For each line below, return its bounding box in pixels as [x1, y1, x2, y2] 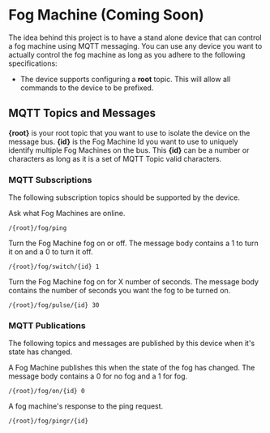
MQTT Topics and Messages [8, 106, 156, 120]
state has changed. [8, 347, 73, 357]
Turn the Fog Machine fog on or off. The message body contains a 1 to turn [8, 238, 259, 249]
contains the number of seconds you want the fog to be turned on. [8, 286, 231, 296]
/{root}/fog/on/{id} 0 [8, 388, 85, 396]
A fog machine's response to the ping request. [8, 401, 164, 411]
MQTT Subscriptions [8, 174, 92, 185]
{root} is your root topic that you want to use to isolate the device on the [8, 128, 251, 137]
